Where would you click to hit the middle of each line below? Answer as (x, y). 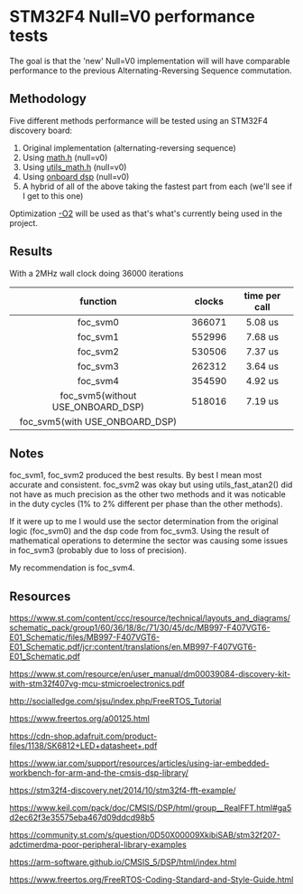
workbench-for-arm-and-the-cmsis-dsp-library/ (99, 773)
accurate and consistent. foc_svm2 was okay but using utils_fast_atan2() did (151, 485)
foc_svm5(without (98, 395)
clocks (209, 301)
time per (262, 296)
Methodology (48, 99)
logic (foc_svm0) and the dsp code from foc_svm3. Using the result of (139, 532)
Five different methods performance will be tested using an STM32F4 (139, 120)
